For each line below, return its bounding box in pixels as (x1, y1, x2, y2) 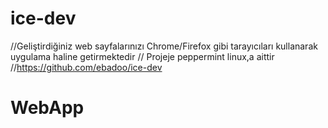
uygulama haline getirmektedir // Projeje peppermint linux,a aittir (10, 50, 275, 62)
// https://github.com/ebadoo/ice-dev (10, 61, 163, 73)
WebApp (10, 97, 85, 119)
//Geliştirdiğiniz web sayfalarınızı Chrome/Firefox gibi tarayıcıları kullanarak (10, 40, 318, 52)
